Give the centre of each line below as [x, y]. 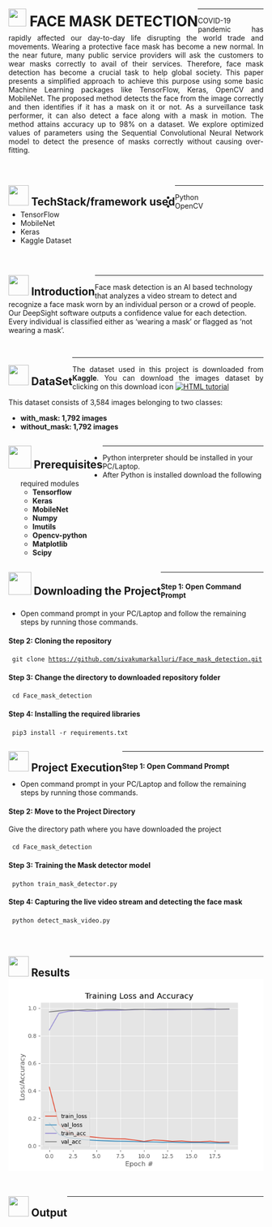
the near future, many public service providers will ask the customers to [136, 55]
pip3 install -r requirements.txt [70, 732]
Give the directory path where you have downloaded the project [115, 829]
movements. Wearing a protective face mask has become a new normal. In [136, 47]
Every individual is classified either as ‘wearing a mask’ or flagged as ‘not [130, 322]
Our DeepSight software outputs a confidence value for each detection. [127, 313]
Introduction [63, 291]
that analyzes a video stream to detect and [166, 296]
